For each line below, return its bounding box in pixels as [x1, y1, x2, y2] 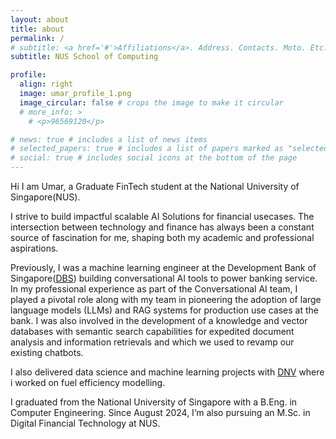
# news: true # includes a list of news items [10, 134, 208, 145]
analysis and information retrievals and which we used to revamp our [10, 336, 295, 348]
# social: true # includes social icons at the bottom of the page [10, 153, 298, 163]
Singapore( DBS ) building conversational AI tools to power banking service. [10, 272, 318, 284]
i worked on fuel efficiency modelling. [10, 377, 166, 388]
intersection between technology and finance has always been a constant [10, 221, 315, 233]
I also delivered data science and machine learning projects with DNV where [10, 366, 325, 378]
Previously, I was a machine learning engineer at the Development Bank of [10, 262, 317, 273]
